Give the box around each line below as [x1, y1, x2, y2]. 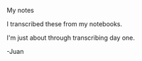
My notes [6, 6, 35, 14]
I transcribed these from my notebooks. [6, 20, 123, 28]
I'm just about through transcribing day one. [6, 33, 136, 42]
